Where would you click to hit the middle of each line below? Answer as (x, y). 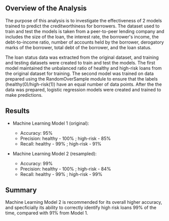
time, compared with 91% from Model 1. (47, 213)
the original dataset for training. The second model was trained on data (79, 73)
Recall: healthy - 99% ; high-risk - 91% (61, 143)
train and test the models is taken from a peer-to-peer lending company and (85, 31)
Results (18, 111)
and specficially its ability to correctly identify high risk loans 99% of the (81, 208)
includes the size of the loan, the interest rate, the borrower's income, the (82, 36)
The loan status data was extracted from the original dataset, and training (82, 57)
